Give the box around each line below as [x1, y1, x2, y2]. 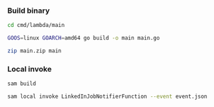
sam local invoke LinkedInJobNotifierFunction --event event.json [7, 93, 208, 101]
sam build [7, 80, 37, 87]
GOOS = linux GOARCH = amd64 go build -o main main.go [7, 35, 160, 42]
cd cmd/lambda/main [7, 22, 65, 29]
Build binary [7, 6, 50, 16]
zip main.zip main [7, 47, 62, 55]
